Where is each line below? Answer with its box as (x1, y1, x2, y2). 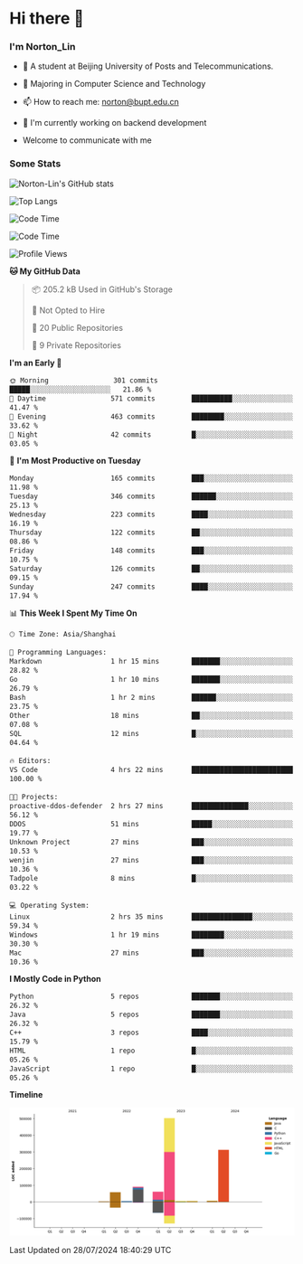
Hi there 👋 (9, 8, 84, 29)
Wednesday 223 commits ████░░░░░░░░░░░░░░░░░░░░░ (9, 510, 294, 519)
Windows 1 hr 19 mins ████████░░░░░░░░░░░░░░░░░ (9, 930, 294, 939)
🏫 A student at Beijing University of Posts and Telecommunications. (22, 61, 274, 71)
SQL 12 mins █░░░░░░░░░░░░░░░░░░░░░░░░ (9, 729, 294, 738)
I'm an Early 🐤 (9, 357, 62, 368)
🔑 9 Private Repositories (31, 339, 122, 351)
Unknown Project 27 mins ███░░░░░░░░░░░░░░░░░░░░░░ (9, 837, 294, 846)
